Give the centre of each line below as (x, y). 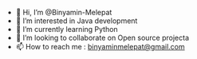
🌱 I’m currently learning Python (67, 29)
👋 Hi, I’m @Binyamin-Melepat (64, 12)
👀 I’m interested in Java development (77, 21)
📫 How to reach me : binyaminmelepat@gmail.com (100, 47)
